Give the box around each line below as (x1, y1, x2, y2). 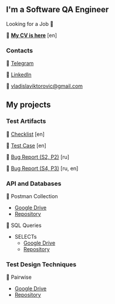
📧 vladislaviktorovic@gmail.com (6, 82, 83, 90)
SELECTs (14, 233, 37, 240)
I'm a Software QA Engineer (6, 5, 109, 15)
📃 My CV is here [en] (6, 32, 58, 39)
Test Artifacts (6, 117, 46, 125)
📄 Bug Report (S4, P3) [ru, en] (6, 165, 79, 172)
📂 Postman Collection (6, 193, 58, 200)
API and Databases (6, 179, 62, 188)
